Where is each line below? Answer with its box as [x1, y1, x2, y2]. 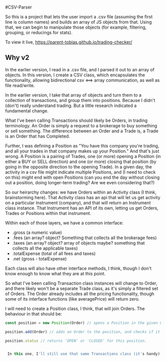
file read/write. [5, 82, 35, 88]
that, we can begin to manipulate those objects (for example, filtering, [5, 24, 147, 30]
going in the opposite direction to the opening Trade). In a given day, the [5, 163, 152, 170]
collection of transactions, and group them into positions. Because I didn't [5, 97, 156, 103]
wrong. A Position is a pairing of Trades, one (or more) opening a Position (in [5, 153, 161, 159]
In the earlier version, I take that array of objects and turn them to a [5, 92, 142, 98]
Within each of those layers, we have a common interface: [5, 220, 124, 226]
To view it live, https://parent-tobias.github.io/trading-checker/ [5, 39, 132, 45]
